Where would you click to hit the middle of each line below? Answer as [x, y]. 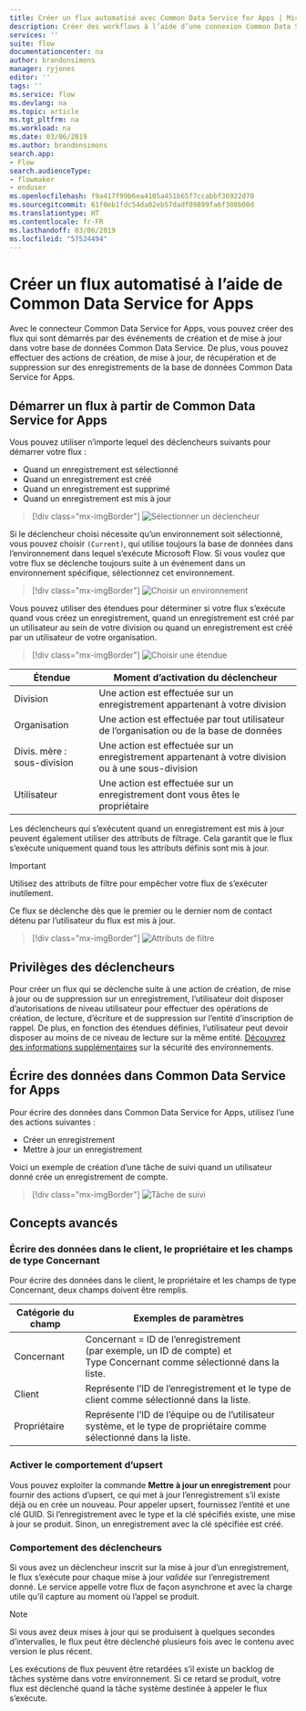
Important [28, 866]
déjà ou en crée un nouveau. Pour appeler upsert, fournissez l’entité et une [150, 1505]
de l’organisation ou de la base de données [190, 731]
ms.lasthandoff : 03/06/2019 [63, 230]
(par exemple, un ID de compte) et [158, 1351]
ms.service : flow [42, 94]
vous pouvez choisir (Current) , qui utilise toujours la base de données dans [152, 544]
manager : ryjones [42, 69]
